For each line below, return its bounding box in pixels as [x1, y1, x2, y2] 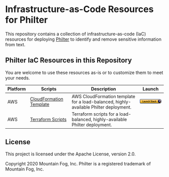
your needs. [5, 74, 30, 81]
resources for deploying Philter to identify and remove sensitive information [5, 36, 162, 42]
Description [91, 86, 117, 92]
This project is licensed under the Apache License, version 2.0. [5, 151, 136, 157]
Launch [142, 86, 159, 92]
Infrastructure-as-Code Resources [5, 4, 154, 15]
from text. [5, 41, 26, 47]
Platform [7, 86, 26, 92]
